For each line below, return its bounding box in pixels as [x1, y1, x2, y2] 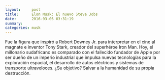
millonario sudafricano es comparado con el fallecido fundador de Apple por [5, 50, 161, 55]
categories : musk [5, 26, 41, 30]
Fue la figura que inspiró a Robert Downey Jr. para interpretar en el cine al [5, 39, 155, 45]
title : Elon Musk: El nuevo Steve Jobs [5, 12, 98, 17]
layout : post [5, 7, 41, 12]
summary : [5, 21, 23, 26]
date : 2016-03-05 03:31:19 [5, 16, 74, 21]
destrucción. [5, 70, 31, 76]
